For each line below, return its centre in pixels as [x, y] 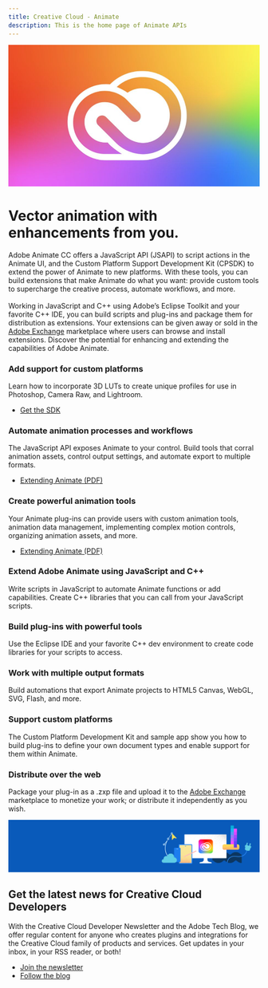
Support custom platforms [61, 719]
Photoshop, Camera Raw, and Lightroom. [76, 394]
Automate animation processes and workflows [101, 431]
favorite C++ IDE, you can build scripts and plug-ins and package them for [130, 314]
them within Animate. [43, 754]
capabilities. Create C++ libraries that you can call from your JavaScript [126, 597]
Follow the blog [45, 975]
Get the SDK [40, 410]
